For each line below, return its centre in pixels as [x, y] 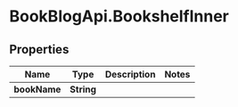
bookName [37, 89]
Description [130, 74]
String [83, 89]
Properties [39, 49]
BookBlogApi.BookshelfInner [119, 16]
